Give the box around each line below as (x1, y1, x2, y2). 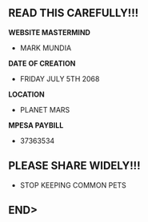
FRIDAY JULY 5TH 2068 (19, 73, 100, 83)
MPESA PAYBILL (8, 120, 64, 130)
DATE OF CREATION (8, 58, 76, 68)
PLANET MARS (19, 105, 70, 114)
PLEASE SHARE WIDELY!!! (8, 159, 142, 172)
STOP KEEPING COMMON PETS (19, 180, 126, 190)
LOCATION (8, 89, 46, 99)
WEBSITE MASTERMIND (8, 27, 90, 37)
